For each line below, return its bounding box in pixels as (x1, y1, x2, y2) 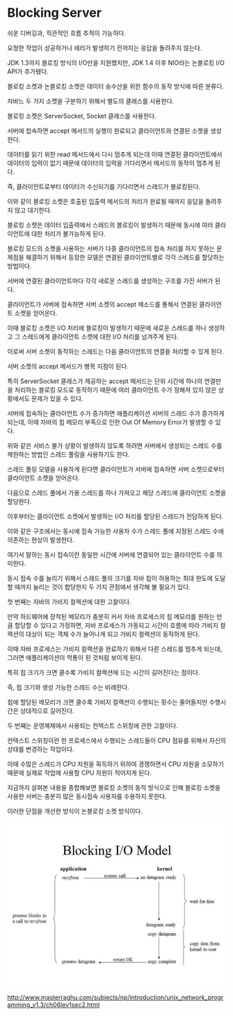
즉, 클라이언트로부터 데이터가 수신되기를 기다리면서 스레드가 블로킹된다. (7, 182, 200, 190)
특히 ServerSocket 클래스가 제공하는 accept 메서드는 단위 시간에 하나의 (7, 377, 203, 385)
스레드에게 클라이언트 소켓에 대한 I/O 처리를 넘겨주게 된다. (22, 332, 179, 341)
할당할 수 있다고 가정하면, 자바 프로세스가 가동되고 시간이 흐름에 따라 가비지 (14, 621, 219, 629)
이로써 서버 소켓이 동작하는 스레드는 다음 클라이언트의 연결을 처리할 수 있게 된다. (7, 347, 225, 355)
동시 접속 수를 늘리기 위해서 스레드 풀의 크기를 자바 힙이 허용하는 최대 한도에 (7, 574, 214, 582)
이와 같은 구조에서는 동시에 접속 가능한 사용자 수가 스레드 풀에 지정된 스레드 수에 (7, 527, 225, 535)
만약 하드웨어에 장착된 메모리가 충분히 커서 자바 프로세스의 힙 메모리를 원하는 (7, 612, 216, 620)
